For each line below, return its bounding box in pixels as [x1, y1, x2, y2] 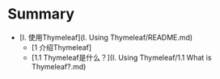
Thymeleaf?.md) [31, 61, 87, 71]
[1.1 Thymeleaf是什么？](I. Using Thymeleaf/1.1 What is [31, 52, 212, 62]
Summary [7, 5, 74, 23]
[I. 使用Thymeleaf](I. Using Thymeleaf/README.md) [19, 32, 193, 42]
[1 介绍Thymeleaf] [31, 42, 92, 52]
